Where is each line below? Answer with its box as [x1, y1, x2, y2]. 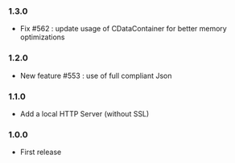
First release [19, 147, 62, 157]
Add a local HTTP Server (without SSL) [19, 108, 150, 118]
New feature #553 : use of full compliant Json [19, 71, 172, 80]
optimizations [19, 32, 66, 42]
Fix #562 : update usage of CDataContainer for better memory [19, 24, 227, 34]
